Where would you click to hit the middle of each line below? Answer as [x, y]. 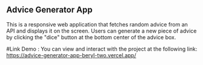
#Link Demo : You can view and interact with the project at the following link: [102, 49]
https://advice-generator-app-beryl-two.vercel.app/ [71, 55]
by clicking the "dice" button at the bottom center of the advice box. [91, 37]
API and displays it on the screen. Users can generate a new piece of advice [101, 31]
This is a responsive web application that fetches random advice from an [97, 24]
